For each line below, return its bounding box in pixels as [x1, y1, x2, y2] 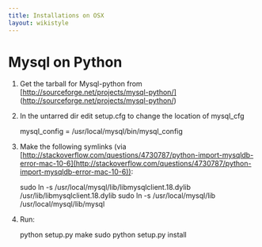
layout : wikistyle [8, 19, 69, 27]
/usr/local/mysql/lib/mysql [19, 199, 105, 209]
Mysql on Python [8, 53, 123, 71]
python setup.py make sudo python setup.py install [19, 230, 188, 240]
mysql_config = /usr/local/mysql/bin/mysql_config [19, 127, 184, 136]
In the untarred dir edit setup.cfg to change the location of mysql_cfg [19, 112, 245, 121]
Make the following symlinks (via [19, 142, 127, 151]
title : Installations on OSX [8, 11, 104, 20]
